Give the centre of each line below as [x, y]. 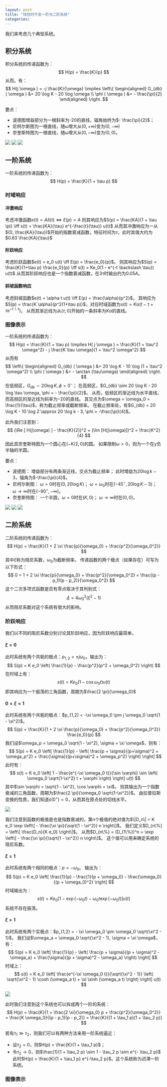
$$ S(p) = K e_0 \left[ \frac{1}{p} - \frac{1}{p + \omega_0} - [66, 877]
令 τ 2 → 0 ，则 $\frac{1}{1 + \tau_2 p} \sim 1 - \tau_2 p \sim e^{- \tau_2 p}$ [86, 1052]
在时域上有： [18, 674]
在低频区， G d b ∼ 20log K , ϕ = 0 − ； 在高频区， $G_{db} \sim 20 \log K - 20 [81, 386]
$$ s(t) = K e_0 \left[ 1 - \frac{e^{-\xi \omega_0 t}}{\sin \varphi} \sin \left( [84, 773]
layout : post [19, 10]
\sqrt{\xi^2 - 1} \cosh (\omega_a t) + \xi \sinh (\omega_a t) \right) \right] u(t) [84, 979]
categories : [17, 19]
